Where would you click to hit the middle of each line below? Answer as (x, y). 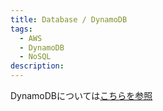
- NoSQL (35, 57)
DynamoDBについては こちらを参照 (81, 95)
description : (37, 66)
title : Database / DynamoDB (69, 19)
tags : (21, 29)
